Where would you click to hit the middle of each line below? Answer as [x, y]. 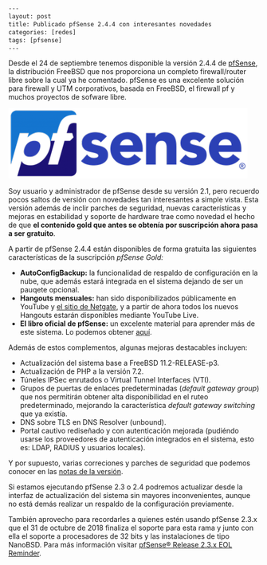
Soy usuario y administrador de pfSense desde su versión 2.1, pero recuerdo [134, 191]
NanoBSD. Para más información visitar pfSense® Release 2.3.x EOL [120, 545]
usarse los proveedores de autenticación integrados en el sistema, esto [137, 439]
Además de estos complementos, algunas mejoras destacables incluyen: [128, 347]
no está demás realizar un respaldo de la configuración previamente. [121, 504]
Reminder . [25, 553]
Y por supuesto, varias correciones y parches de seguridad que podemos [130, 463]
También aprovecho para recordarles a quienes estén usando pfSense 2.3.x [133, 519]
